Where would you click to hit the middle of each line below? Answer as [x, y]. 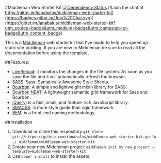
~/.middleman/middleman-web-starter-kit [53, 142]
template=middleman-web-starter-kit [49, 151]
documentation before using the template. [47, 53]
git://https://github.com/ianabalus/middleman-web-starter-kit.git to [84, 136]
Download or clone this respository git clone [57, 131]
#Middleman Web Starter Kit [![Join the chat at [74, 7]
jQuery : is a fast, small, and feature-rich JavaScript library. [70, 102]
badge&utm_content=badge [33, 33]
